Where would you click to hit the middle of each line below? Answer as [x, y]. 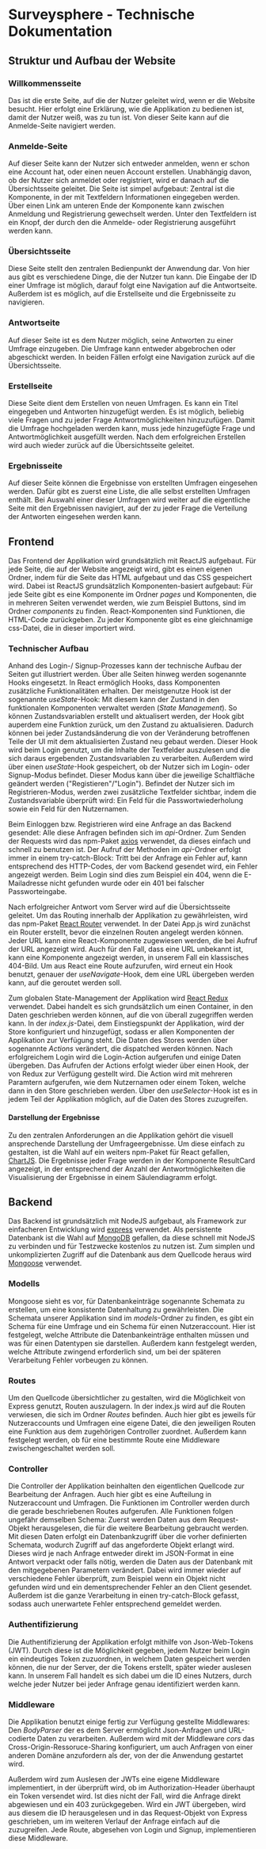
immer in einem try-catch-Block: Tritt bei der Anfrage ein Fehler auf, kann [128, 858]
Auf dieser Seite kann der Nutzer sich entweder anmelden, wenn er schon [129, 163]
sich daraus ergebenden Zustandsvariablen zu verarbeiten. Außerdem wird [131, 758]
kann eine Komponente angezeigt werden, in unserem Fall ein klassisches [129, 957]
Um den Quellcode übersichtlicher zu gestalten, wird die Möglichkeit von [127, 1398]
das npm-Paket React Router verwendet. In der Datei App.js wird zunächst [129, 924]
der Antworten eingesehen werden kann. [75, 517]
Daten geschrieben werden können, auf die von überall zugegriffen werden [131, 1015]
